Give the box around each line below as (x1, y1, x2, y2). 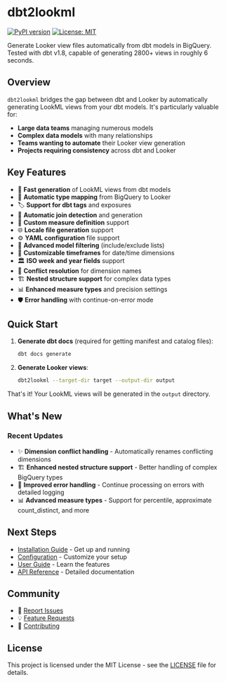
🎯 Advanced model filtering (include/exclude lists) (17, 240, 165, 250)
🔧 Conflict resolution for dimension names (17, 266, 142, 275)
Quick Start (7, 318, 58, 330)
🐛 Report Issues (17, 606, 64, 615)
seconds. (7, 56, 34, 64)
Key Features (7, 167, 67, 179)
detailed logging (17, 488, 65, 496)
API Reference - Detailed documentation (17, 567, 135, 576)
